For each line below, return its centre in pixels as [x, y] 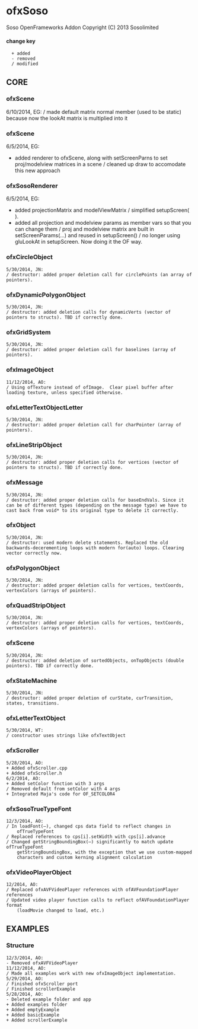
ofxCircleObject [30, 257]
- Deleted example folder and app [49, 999]
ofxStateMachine [32, 680]
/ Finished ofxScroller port [42, 984]
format [14, 906]
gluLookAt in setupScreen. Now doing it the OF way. [78, 242]
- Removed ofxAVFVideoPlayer [42, 963]
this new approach [37, 171]
